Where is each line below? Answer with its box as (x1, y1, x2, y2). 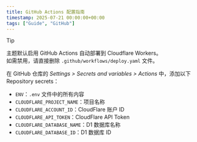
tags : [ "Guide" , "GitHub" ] (6, 20, 75, 26)
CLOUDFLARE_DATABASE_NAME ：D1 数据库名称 (15, 121, 121, 129)
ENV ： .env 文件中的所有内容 (15, 91, 84, 98)
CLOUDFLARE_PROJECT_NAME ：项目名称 (15, 98, 106, 105)
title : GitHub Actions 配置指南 (6, 9, 85, 15)
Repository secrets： (6, 77, 59, 85)
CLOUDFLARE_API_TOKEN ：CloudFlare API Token (15, 113, 130, 121)
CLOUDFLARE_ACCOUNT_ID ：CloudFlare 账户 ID (15, 106, 125, 113)
